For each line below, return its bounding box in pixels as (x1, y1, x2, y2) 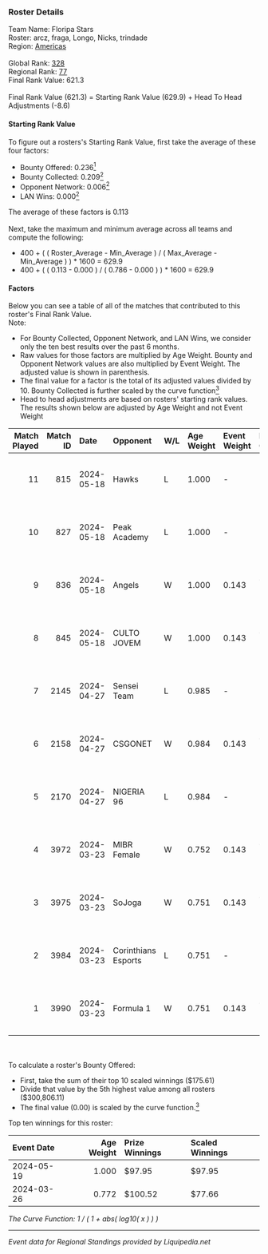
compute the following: (8, 232, 84, 242)
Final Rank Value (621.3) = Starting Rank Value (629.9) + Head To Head (8, 93, 242, 102)
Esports (112, 954, 142, 966)
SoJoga (112, 897, 142, 908)
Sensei (112, 680, 139, 691)
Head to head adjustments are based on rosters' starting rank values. (19, 394, 248, 403)
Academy (112, 531, 149, 542)
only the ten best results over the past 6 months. (19, 342, 179, 351)
